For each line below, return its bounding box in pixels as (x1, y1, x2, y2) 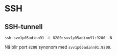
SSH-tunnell (4, 23, 43, 31)
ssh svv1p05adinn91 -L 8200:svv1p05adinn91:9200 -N (4, 35, 112, 40)
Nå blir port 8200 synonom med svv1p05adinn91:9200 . (4, 44, 112, 50)
